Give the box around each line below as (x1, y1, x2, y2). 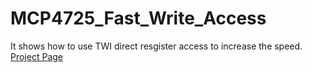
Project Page (10, 50, 63, 62)
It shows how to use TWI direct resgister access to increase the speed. (10, 40, 303, 52)
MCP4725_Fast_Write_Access (10, 7, 267, 30)
